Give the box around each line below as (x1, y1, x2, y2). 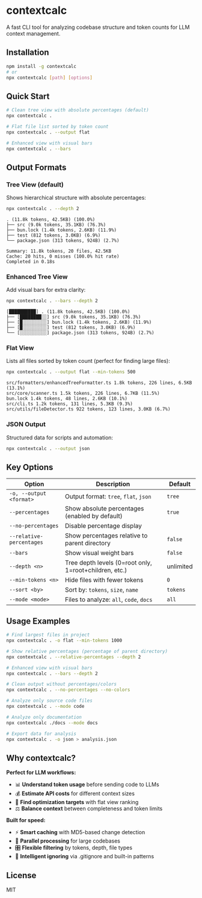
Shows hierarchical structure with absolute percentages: (6, 194, 146, 202)
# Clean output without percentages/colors (6, 681, 117, 687)
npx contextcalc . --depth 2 (6, 206, 79, 212)
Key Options (6, 462, 54, 472)
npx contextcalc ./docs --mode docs (6, 720, 98, 726)
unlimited (167, 562, 193, 571)
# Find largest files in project (6, 632, 90, 638)
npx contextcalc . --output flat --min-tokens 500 (6, 369, 136, 375)
